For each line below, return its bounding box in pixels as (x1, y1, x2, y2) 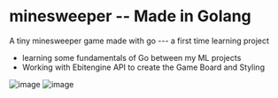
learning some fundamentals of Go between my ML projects (21, 52, 242, 63)
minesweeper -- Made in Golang (9, 6, 252, 26)
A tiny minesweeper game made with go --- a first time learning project (9, 35, 270, 46)
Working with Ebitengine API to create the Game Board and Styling (21, 62, 266, 72)
